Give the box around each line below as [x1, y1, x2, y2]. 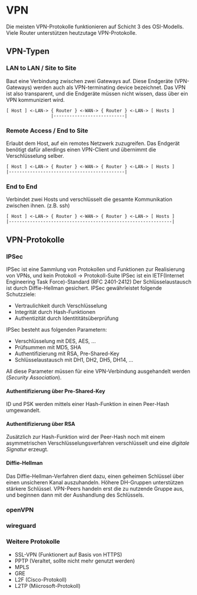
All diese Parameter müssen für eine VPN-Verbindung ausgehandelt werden [6, 368, 191, 375]
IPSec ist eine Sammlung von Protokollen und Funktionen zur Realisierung [6, 266, 185, 273]
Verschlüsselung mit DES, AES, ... [14, 337, 96, 345]
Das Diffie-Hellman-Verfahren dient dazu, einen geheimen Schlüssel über [6, 472, 184, 480]
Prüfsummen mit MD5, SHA [14, 343, 81, 351]
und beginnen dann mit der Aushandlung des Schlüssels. [6, 491, 145, 498]
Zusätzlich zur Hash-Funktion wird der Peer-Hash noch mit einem [6, 434, 165, 441]
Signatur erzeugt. [6, 446, 49, 453]
